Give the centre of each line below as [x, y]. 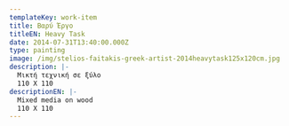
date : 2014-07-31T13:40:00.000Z [69, 42]
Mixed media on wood [55, 100]
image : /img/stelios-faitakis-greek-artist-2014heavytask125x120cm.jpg [144, 59]
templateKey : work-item [53, 17]
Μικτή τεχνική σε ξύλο [59, 75]
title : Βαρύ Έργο [41, 26]
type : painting [37, 51]
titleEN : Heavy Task [48, 34]
